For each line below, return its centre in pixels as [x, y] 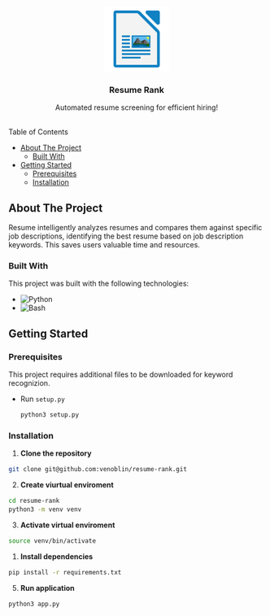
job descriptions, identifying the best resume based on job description [126, 236]
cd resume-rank [34, 501]
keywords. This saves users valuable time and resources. [105, 245]
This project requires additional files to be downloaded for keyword [121, 374]
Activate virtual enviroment [67, 525]
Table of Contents [39, 132]
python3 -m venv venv [45, 509]
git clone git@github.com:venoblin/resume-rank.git [98, 470]
